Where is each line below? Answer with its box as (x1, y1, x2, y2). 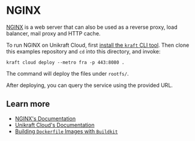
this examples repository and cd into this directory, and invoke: (6, 47, 161, 55)
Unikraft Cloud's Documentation (14, 121, 95, 128)
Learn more (6, 99, 50, 109)
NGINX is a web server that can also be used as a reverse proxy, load (6, 23, 178, 31)
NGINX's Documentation (14, 115, 76, 122)
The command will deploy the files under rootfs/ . (6, 70, 129, 77)
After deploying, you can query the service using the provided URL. (6, 82, 173, 89)
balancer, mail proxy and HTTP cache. (6, 29, 101, 37)
